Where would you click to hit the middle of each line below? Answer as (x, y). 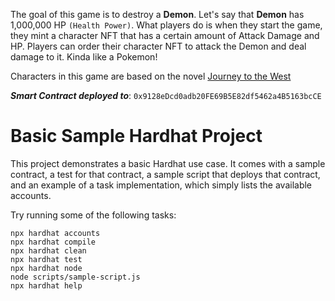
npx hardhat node (46, 268)
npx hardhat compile (53, 242)
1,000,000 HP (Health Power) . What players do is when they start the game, (166, 25)
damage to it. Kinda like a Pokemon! (84, 57)
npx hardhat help (46, 285)
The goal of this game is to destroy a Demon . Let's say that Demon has (157, 14)
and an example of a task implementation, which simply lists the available (161, 185)
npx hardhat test (46, 259)
